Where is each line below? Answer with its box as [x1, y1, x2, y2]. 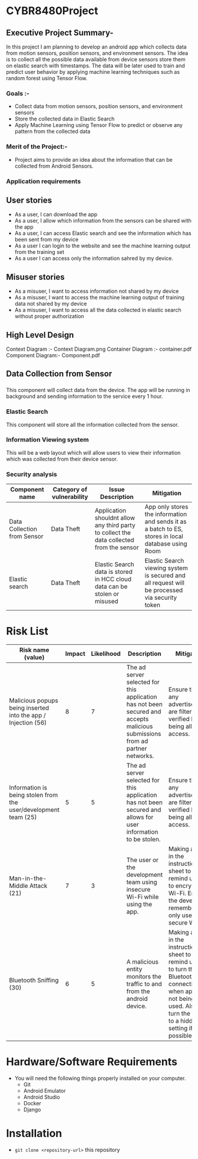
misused [94, 598, 119, 606]
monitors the [126, 972, 162, 981]
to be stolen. [126, 835, 161, 844]
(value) [24, 654, 45, 662]
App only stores [144, 503, 189, 511]
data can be [94, 583, 128, 591]
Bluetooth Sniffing [9, 976, 59, 984]
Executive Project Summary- [6, 28, 114, 38]
